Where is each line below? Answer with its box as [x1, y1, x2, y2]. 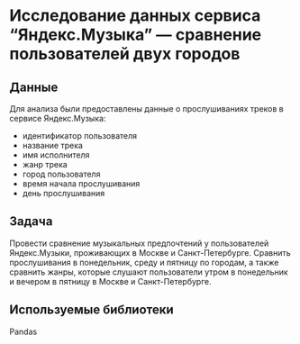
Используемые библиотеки [9, 303, 174, 318]
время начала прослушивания [22, 178, 141, 189]
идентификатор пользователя [22, 131, 138, 140]
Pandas [9, 326, 38, 337]
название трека [22, 140, 84, 150]
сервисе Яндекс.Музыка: [9, 113, 106, 123]
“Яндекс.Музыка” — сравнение [9, 24, 262, 45]
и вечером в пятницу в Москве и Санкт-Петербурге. [9, 276, 212, 286]
